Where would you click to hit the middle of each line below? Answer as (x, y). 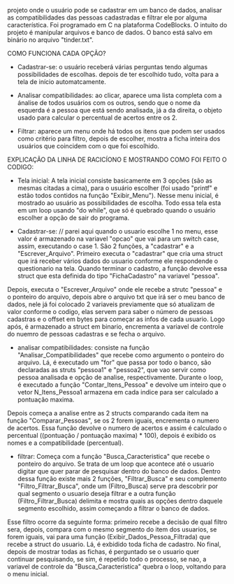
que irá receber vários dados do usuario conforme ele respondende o (118, 261)
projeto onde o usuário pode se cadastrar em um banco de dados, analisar (115, 10)
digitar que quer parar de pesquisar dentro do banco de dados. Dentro (119, 471)
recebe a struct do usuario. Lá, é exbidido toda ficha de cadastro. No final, (114, 544)
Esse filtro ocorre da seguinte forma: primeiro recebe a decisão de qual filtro (117, 522)
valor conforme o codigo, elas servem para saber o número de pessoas (110, 312)
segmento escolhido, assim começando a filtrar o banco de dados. (114, 508)
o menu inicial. (28, 574)
